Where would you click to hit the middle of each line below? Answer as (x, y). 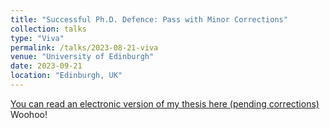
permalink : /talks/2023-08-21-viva (84, 47)
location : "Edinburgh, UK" (66, 76)
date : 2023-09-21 (46, 66)
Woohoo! (29, 114)
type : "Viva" (37, 38)
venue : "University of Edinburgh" (82, 57)
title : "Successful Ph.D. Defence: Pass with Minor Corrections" (149, 19)
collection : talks (48, 29)
